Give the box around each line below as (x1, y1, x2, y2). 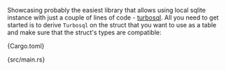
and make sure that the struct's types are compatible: (7, 28, 162, 36)
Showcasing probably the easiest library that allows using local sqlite (7, 6, 206, 14)
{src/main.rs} (7, 55, 45, 64)
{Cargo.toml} (7, 42, 45, 50)
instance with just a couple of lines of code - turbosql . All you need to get (7, 13, 219, 22)
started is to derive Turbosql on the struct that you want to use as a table (7, 21, 217, 29)
